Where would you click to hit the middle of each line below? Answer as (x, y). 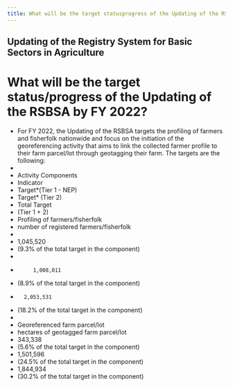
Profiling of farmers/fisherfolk (60, 219)
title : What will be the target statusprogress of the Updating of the (113, 14)
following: (31, 160)
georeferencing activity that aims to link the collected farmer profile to (117, 146)
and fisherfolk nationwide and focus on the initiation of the (101, 138)
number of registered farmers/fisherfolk (74, 227)
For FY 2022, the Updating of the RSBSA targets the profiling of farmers (120, 131)
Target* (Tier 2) (40, 197)
